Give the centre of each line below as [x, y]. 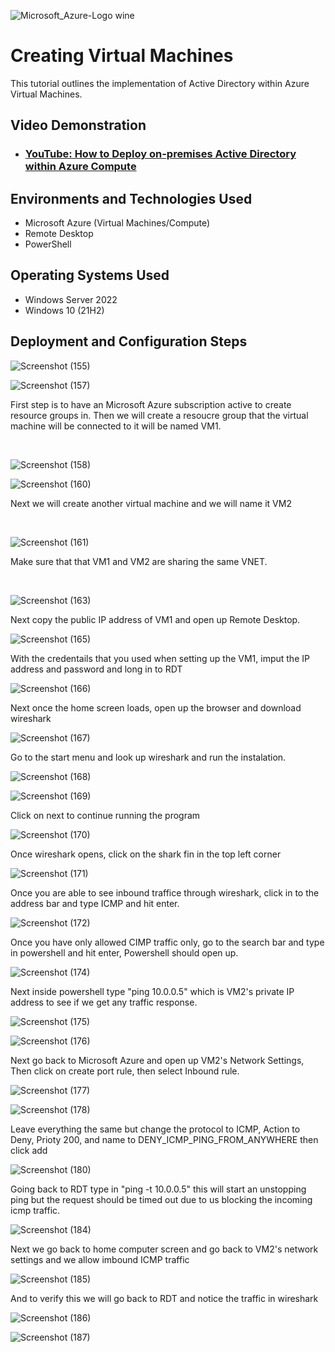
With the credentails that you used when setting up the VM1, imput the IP [160, 658]
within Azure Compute [80, 167]
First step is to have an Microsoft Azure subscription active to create [151, 404]
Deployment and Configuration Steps [129, 341]
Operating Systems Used [90, 275]
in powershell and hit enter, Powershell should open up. [124, 952]
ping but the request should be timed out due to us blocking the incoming [161, 1199]
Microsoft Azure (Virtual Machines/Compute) [117, 223]
